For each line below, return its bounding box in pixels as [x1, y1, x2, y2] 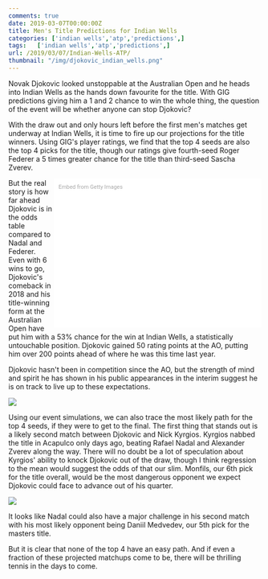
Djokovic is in [8, 203, 52, 213]
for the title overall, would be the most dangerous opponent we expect [8, 472, 241, 482]
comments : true [8, 11, 59, 20]
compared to [8, 229, 51, 239]
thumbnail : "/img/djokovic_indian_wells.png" [8, 57, 163, 65]
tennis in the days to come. [8, 561, 98, 571]
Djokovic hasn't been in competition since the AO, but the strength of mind [8, 364, 255, 374]
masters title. [8, 528, 51, 538]
